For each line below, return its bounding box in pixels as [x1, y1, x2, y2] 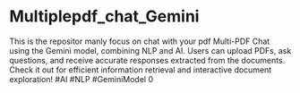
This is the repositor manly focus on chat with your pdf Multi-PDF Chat [9, 36, 270, 46]
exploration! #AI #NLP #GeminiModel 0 [9, 73, 154, 84]
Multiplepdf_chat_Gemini [9, 6, 200, 27]
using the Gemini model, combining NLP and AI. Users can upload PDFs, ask [9, 45, 292, 55]
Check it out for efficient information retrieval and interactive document [9, 64, 272, 75]
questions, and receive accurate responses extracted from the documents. [9, 55, 286, 65]
